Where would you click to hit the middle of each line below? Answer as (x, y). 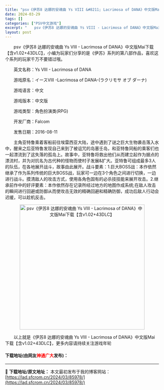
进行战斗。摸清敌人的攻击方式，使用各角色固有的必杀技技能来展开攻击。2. (80, 179)
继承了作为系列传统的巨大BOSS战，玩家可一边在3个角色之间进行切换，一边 (81, 173)
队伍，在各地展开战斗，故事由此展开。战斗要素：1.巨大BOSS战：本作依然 (83, 167)
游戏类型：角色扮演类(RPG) (41, 111)
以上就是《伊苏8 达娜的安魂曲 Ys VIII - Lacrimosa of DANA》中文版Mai (84, 337)
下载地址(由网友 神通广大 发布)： (37, 355)
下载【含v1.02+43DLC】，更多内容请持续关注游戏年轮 (58, 343)
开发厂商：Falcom (31, 121)
